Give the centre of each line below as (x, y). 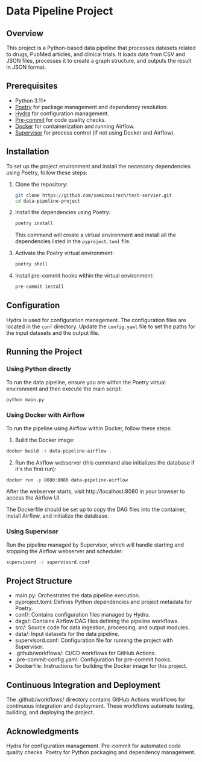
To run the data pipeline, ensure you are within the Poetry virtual (86, 382)
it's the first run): (36, 469)
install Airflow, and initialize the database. (58, 516)
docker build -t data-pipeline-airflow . (59, 451)
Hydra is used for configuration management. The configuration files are (96, 320)
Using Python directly (39, 369)
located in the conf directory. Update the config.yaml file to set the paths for (101, 326)
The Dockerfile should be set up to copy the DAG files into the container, (96, 510)
